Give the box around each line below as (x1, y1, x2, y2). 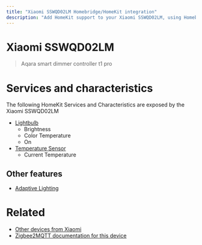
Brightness (23, 126, 51, 133)
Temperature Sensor (14, 145, 66, 152)
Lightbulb (14, 119, 39, 126)
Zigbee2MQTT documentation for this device (14, 232, 127, 240)
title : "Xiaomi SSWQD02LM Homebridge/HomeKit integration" (6, 8, 158, 15)
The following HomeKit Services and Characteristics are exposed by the (6, 101, 185, 108)
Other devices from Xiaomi (14, 226, 82, 233)
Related (6, 206, 45, 220)
